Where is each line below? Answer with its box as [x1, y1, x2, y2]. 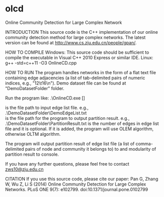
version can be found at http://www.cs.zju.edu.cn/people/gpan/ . [5, 39, 137, 45]
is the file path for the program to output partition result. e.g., [5, 115, 130, 121]
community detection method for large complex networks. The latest [5, 34, 146, 40]
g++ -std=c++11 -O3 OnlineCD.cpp [5, 60, 77, 66]
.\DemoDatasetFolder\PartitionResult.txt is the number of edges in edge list [5, 120, 159, 126]
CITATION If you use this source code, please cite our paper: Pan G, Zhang [5, 176, 159, 182]
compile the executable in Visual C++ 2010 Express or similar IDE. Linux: [5, 54, 154, 60]
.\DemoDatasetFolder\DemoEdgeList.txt [5, 110, 87, 116]
